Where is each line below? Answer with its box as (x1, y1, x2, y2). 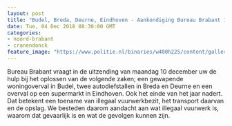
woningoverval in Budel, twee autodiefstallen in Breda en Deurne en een (7, 82, 213, 90)
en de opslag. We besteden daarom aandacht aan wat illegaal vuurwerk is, (7, 104, 220, 112)
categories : (7, 29, 41, 36)
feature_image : (7, 49, 51, 56)
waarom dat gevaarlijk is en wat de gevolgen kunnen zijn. (7, 111, 171, 119)
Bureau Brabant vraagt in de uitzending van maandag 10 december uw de (7, 67, 217, 76)
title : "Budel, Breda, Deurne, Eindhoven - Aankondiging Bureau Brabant (7, 17, 221, 23)
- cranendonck (7, 42, 48, 49)
